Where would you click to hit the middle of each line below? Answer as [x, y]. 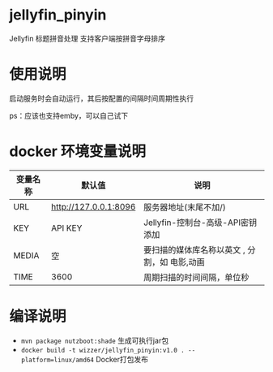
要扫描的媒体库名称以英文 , [194, 249]
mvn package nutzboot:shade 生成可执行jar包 [95, 340]
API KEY [66, 227]
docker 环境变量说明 [78, 151]
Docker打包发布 [122, 359]
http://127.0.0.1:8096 [93, 206]
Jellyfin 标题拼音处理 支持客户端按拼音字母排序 [87, 38]
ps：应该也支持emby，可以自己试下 [69, 115]
